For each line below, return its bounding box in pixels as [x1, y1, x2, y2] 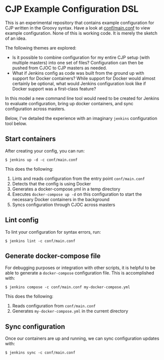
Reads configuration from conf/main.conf [12, 303, 96, 309]
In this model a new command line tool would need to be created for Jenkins [5, 95, 160, 101]
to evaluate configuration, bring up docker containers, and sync [5, 100, 134, 106]
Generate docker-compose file [5, 252, 101, 260]
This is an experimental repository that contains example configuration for [5, 20, 154, 26]
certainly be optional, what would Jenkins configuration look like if [12, 80, 146, 87]
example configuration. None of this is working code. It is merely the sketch [5, 30, 158, 36]
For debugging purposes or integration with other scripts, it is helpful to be [5, 265, 156, 271]
